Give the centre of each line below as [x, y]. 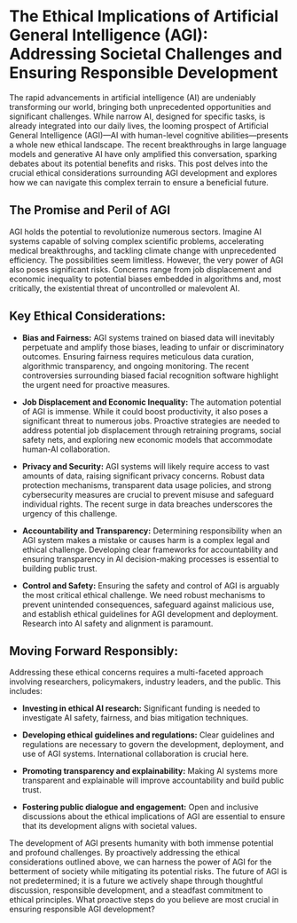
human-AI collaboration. [66, 449]
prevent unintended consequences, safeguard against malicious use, [148, 604]
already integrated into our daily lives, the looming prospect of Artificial [139, 125]
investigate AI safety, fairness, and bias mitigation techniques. [135, 718]
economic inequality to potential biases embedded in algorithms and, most [145, 279]
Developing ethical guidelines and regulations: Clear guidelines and [148, 735]
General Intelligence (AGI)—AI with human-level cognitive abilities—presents [149, 135]
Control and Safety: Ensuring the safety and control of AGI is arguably [151, 585]
